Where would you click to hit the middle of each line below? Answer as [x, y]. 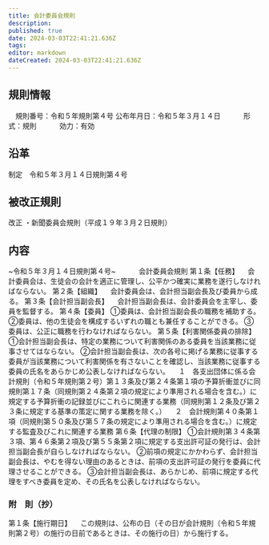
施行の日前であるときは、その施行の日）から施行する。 [141, 533]
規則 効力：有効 [58, 126]
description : [30, 23]
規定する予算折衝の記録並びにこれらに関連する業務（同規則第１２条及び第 [131, 402]
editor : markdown [37, 53]
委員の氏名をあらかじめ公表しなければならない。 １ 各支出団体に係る [128, 371]
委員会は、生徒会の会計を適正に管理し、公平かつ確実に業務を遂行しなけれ [138, 281]
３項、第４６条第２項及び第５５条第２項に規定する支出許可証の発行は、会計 [134, 442]
